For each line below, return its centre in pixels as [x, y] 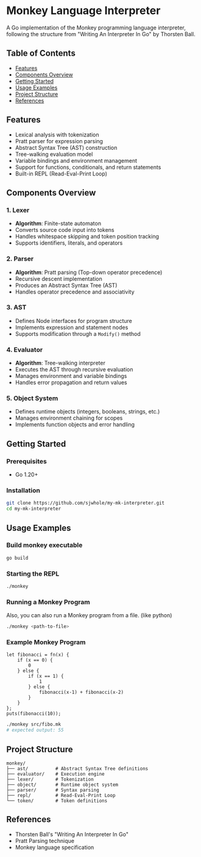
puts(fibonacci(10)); [34, 714]
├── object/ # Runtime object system [62, 785]
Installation [23, 491]
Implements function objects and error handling [75, 425]
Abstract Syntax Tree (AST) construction [66, 147]
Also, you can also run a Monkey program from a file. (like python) [89, 615]
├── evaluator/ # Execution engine [55, 774]
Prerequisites [26, 461]
